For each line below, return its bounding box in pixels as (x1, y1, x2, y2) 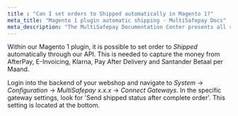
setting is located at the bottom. (7, 101, 101, 110)
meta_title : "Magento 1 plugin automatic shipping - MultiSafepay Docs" (7, 17, 227, 24)
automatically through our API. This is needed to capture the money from (7, 50, 220, 58)
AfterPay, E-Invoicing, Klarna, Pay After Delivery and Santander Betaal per (7, 58, 223, 66)
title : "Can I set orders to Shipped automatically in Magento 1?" (7, 10, 214, 18)
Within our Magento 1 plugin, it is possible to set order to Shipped (7, 43, 198, 51)
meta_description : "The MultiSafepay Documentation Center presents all (7, 23, 227, 30)
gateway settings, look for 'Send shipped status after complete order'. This (7, 94, 225, 102)
